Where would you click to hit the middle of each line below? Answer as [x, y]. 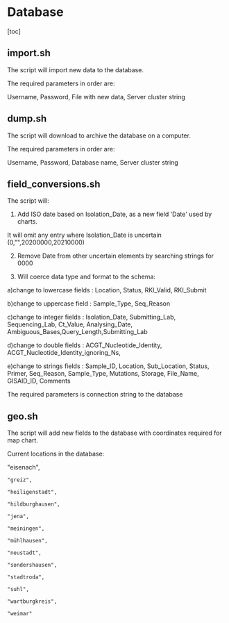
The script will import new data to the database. [76, 69]
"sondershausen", [32, 565]
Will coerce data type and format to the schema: [86, 277]
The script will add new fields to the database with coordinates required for [114, 433]
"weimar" [20, 614]
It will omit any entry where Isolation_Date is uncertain [84, 235]
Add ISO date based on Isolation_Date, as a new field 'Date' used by [114, 214]
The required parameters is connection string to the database [95, 394]
